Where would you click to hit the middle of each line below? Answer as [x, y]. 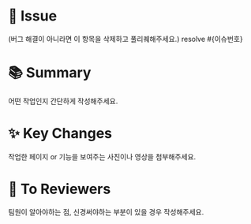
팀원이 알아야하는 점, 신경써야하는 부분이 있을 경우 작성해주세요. [106, 211]
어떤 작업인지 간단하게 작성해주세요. [63, 101]
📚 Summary [50, 73]
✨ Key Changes [60, 134]
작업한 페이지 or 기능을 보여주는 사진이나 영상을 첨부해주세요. [102, 156]
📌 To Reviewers [60, 189]
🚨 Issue [33, 16]
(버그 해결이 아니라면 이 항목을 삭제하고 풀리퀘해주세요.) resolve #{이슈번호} [126, 39]
